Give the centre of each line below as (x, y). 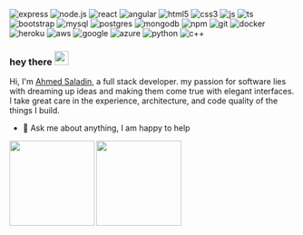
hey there (31, 62)
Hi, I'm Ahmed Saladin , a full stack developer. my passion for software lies (148, 82)
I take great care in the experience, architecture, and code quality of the (144, 101)
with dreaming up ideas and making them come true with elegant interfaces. (152, 92)
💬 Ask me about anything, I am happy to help (106, 128)
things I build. (35, 111)
